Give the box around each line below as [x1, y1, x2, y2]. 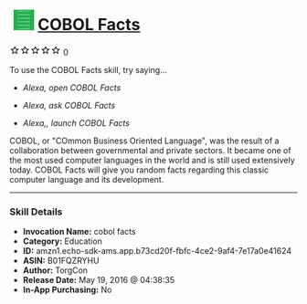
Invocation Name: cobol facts [22, 226, 136, 237]
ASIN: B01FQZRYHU [22, 256, 100, 267]
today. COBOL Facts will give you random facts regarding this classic [9, 164, 270, 175]
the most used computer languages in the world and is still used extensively [9, 154, 295, 165]
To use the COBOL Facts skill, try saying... [9, 64, 167, 75]
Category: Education [22, 236, 102, 246]
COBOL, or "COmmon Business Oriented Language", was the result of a [9, 135, 280, 146]
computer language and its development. [9, 173, 164, 184]
